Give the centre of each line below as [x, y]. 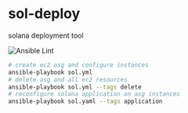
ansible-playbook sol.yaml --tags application [85, 102]
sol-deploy [44, 14]
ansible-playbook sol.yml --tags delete [75, 87]
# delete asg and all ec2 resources [68, 79]
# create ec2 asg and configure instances [78, 65]
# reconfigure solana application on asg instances [94, 94]
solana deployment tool [46, 35]
